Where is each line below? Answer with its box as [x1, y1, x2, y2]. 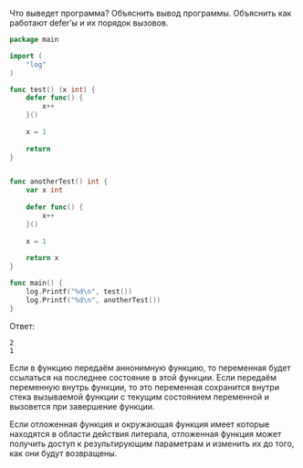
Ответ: [9, 320, 36, 331]
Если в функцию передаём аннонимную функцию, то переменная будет [9, 362, 291, 373]
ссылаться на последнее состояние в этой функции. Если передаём [9, 371, 277, 382]
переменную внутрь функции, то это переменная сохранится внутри [9, 381, 280, 392]
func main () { [9, 278, 64, 287]
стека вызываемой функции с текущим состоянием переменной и [9, 391, 269, 402]
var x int [26, 186, 64, 195]
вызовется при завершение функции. [9, 400, 155, 411]
